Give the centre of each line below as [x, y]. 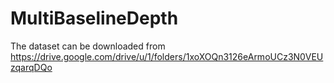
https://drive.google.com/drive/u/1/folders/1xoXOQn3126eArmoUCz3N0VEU [167, 56]
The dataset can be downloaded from [88, 46]
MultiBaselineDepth [94, 18]
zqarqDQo [31, 67]
